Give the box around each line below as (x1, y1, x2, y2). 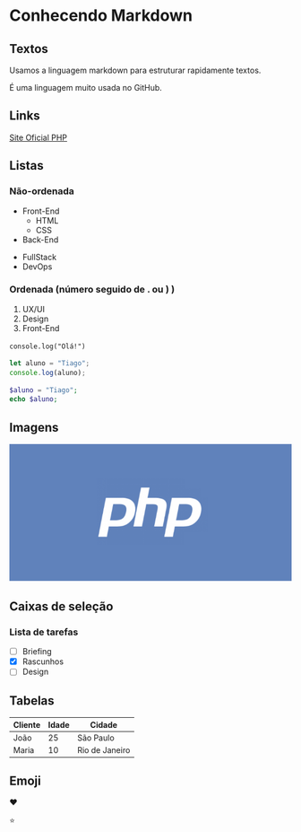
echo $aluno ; (9, 395, 58, 404)
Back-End (21, 234, 59, 245)
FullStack (21, 251, 56, 262)
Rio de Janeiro (77, 745, 131, 756)
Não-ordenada (9, 185, 74, 197)
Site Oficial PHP (9, 132, 68, 143)
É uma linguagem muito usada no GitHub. (9, 83, 163, 92)
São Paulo (77, 732, 115, 743)
